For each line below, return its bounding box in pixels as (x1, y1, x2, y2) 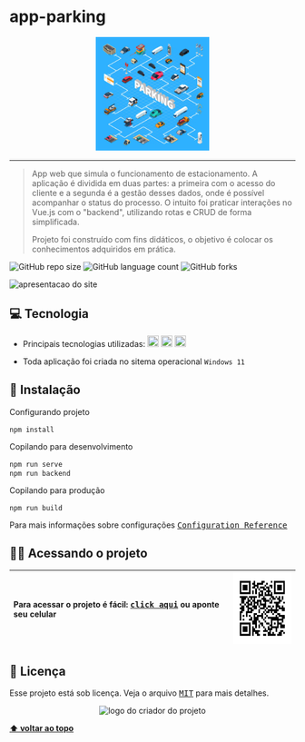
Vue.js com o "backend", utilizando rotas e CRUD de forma (31, 206, 252, 217)
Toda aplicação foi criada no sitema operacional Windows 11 (22, 356, 245, 367)
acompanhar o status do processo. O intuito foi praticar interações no (31, 197, 292, 208)
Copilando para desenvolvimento (9, 440, 133, 451)
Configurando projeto (9, 406, 91, 417)
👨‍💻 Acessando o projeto (9, 545, 148, 560)
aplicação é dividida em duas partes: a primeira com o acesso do (31, 177, 276, 188)
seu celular (13, 608, 57, 619)
